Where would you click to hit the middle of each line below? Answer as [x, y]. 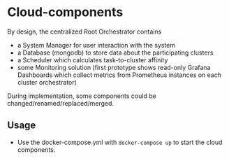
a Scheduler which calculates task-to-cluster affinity [93, 59]
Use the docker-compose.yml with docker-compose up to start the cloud [120, 142]
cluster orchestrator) [47, 82]
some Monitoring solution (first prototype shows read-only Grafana [114, 67]
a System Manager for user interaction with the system [96, 45]
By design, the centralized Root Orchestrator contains [84, 31]
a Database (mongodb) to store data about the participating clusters [115, 52]
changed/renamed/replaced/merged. [60, 103]
